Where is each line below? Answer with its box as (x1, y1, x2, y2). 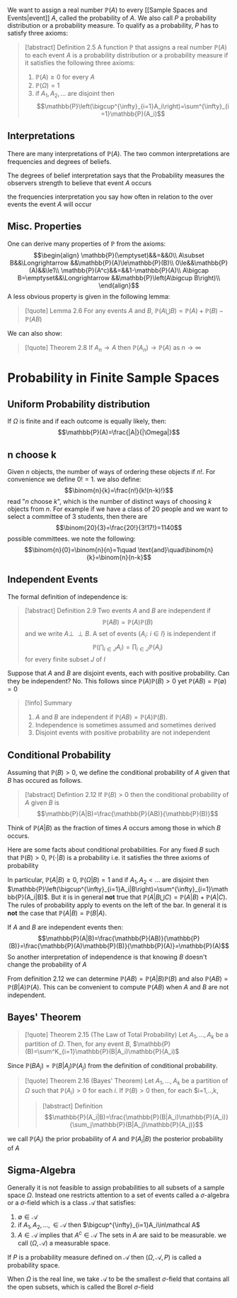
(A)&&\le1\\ (28, 266, 60, 275)
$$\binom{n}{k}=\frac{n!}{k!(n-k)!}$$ (64, 486, 173, 495)
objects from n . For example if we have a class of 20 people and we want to (7, 505, 229, 513)
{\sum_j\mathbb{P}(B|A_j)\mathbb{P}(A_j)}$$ (69, 1121, 204, 1129)
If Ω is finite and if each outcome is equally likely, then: (7, 417, 167, 426)
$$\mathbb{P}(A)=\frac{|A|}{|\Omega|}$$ (57, 428, 180, 436)
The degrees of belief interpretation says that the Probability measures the (7, 171, 225, 180)
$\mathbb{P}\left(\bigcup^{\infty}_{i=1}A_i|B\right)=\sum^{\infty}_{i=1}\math (7, 885, 229, 893)
